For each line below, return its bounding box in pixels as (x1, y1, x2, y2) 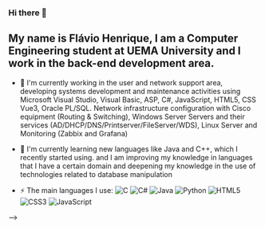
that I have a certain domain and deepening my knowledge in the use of (19, 161, 256, 171)
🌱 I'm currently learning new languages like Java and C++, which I (19, 143, 238, 154)
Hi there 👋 (8, 7, 48, 18)
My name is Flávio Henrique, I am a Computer (8, 32, 239, 45)
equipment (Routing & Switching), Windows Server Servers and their (19, 112, 246, 121)
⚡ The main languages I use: (19, 185, 113, 195)
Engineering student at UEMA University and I (8, 44, 241, 58)
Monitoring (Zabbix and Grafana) (19, 128, 129, 138)
